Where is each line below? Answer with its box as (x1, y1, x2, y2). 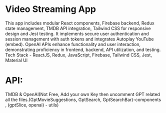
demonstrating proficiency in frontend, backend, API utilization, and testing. (5, 46, 161, 52)
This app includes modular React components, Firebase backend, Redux (5, 20, 155, 26)
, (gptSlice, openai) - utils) (5, 101, 59, 108)
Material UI (5, 57, 28, 63)
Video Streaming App (5, 3, 96, 15)
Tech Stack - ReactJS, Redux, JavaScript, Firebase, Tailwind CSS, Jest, (5, 51, 152, 58)
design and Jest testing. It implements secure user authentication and (5, 30, 149, 36)
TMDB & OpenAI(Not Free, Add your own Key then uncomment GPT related (5, 91, 160, 97)
